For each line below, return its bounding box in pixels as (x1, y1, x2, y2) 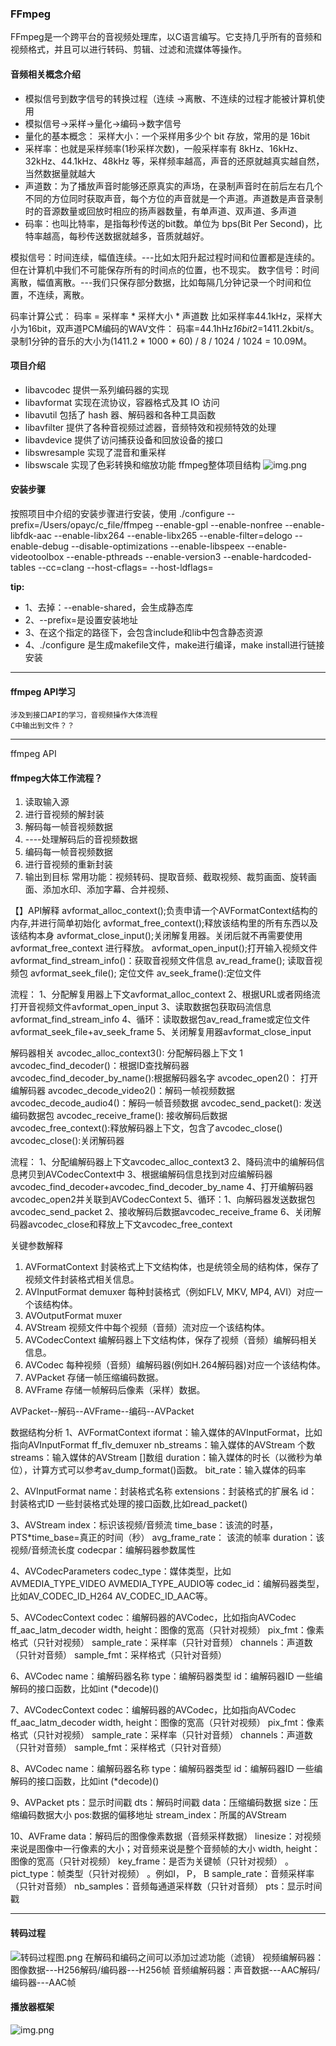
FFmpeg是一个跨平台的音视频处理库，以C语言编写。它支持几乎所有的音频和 (10, 31, 322, 43)
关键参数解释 (10, 1240, 63, 1252)
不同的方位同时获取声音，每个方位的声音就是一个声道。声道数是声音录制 (24, 192, 323, 204)
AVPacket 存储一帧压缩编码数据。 (24, 1372, 165, 1384)
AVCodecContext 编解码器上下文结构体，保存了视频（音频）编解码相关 (24, 1334, 318, 1346)
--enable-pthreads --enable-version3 (66, 550, 222, 562)
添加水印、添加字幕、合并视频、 (42, 883, 175, 896)
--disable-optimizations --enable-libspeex (70, 540, 245, 552)
